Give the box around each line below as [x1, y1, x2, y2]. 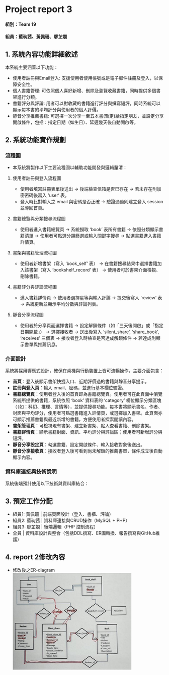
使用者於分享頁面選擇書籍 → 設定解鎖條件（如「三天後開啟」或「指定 [20, 322, 163, 328]
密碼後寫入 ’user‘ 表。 [24, 192, 69, 198]
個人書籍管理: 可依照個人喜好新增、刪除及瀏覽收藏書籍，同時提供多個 [12, 87, 156, 94]
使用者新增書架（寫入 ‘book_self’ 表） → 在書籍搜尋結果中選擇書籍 [20, 260, 157, 266]
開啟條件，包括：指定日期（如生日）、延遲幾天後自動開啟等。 [12, 119, 138, 125]
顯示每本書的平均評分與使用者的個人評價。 [12, 107, 101, 113]
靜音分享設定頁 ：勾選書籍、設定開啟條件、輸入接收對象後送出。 [12, 441, 145, 448]
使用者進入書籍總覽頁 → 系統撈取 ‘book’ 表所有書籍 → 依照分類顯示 [20, 226, 159, 232]
